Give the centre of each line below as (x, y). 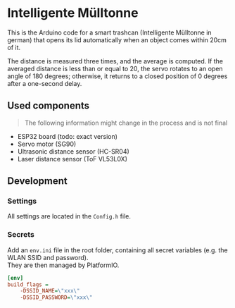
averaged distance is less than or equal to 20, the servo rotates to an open (115, 68)
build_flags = (28, 284)
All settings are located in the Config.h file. (69, 216)
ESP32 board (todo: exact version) (68, 136)
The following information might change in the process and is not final (126, 123)
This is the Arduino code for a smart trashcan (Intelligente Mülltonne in (110, 32)
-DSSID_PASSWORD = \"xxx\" (56, 297)
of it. (14, 47)
